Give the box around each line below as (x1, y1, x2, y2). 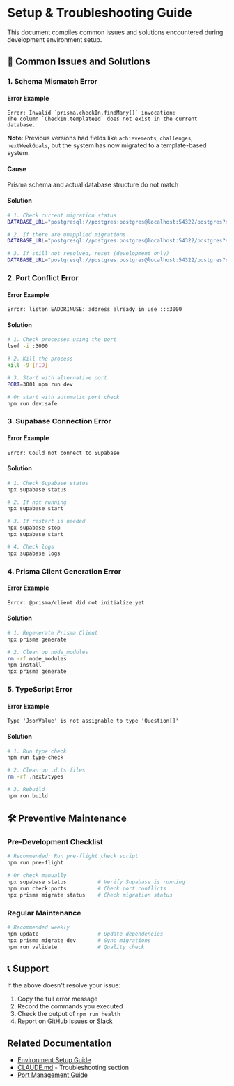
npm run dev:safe (7, 400, 58, 407)
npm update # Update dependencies (7, 930, 164, 937)
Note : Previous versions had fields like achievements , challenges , (7, 134, 193, 143)
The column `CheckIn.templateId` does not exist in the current (7, 115, 198, 123)
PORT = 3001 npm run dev (7, 381, 73, 388)
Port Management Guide (17, 1071, 88, 1079)
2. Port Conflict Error (7, 273, 79, 283)
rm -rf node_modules (7, 655, 68, 662)
